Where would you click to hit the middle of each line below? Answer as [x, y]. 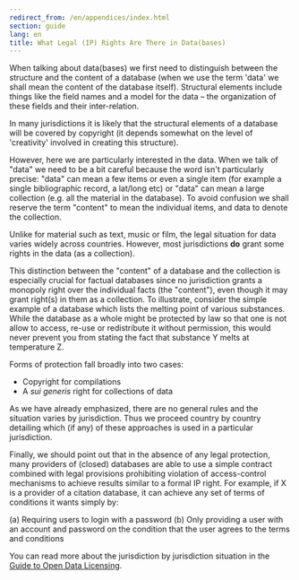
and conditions [37, 539]
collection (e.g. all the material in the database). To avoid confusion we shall [149, 198]
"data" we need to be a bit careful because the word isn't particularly [137, 169]
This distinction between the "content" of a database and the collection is [145, 271]
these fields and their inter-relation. [74, 106]
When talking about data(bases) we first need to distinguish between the [144, 68]
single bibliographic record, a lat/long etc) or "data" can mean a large [137, 188]
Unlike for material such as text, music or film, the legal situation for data [143, 235]
